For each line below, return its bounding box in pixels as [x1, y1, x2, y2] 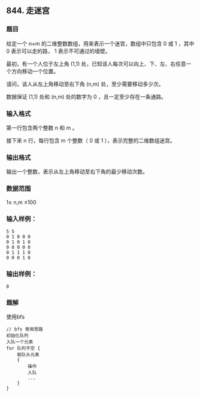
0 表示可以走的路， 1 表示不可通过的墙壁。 [6, 47, 111, 54]
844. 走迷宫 [6, 5, 50, 16]
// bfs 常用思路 [6, 326, 43, 332]
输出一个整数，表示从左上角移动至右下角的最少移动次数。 [6, 168, 148, 175]
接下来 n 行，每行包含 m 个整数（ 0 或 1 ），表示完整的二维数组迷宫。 [6, 137, 175, 144]
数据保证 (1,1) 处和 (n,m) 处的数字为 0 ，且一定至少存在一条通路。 [6, 93, 166, 100]
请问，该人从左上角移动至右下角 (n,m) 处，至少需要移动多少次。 [6, 80, 164, 87]
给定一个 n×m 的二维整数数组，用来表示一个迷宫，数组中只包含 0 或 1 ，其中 [6, 40, 195, 47]
